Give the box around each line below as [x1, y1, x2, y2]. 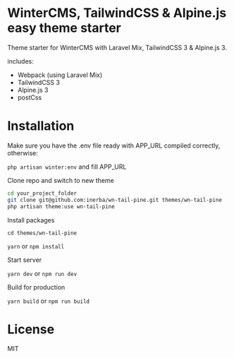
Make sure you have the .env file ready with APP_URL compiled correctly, [7, 141, 221, 150]
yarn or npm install [7, 241, 65, 250]
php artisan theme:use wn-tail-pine [7, 203, 115, 210]
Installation [7, 118, 75, 134]
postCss [17, 93, 42, 102]
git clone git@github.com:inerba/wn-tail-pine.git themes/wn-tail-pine [7, 196, 222, 203]
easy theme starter [7, 20, 122, 36]
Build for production [7, 282, 66, 291]
